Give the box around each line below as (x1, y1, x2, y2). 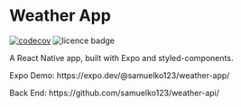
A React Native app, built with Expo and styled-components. (9, 52, 234, 63)
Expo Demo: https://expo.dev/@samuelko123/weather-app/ (9, 69, 230, 81)
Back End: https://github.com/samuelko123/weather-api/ (9, 87, 219, 98)
